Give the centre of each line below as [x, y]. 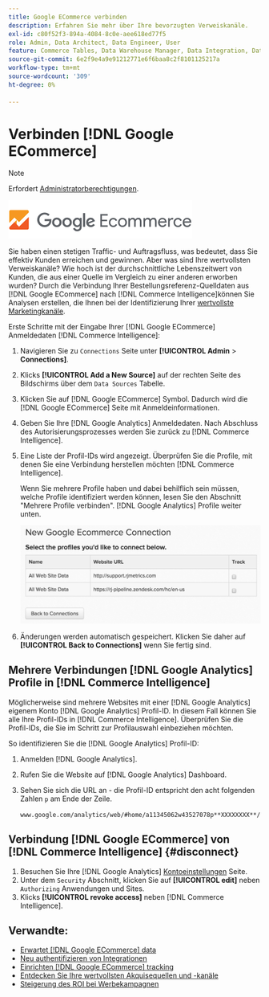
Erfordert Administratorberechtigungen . [74, 189]
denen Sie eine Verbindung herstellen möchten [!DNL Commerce [127, 464]
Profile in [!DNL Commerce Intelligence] [109, 683]
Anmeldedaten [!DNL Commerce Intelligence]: [84, 335]
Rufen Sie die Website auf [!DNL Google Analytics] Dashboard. [123, 774]
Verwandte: [38, 931]
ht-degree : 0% [32, 84]
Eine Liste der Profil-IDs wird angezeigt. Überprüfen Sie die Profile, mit [136, 456]
